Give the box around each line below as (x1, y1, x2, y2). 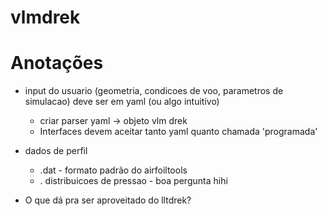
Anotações (10, 52, 104, 75)
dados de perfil (24, 145, 88, 157)
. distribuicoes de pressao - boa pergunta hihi (39, 175, 228, 187)
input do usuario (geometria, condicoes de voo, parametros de (24, 85, 284, 97)
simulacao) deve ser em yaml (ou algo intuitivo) (24, 96, 220, 108)
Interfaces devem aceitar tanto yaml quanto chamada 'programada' (39, 126, 318, 138)
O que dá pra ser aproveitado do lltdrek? (24, 194, 192, 206)
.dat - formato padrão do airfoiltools (39, 164, 188, 176)
